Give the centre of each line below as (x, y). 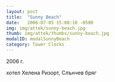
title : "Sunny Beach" (34, 17)
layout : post (22, 12)
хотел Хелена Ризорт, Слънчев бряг (51, 73)
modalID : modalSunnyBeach (38, 39)
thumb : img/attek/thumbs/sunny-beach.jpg (58, 34)
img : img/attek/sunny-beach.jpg (46, 28)
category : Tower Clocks (35, 45)
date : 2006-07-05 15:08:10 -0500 (50, 22)
